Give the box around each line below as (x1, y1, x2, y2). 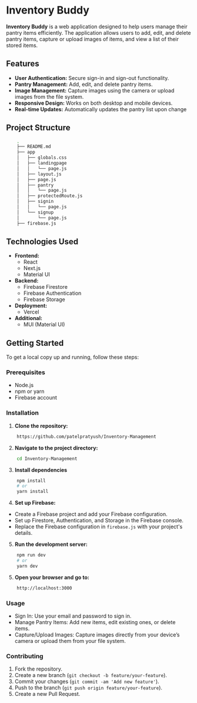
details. (14, 529, 33, 537)
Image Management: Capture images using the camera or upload (14, 86, 175, 94)
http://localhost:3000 (16, 585, 72, 591)
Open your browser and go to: (14, 574, 89, 581)
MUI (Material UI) (23, 321, 65, 328)
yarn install (16, 489, 49, 495)
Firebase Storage (23, 296, 66, 303)
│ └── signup (16, 209, 54, 215)
